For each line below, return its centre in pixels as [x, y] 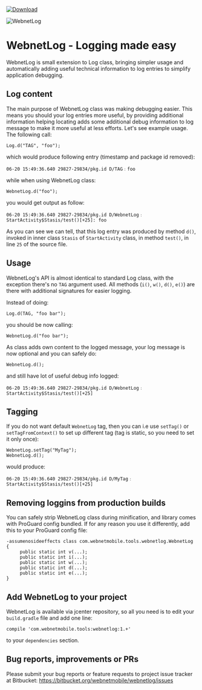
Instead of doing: [28, 302]
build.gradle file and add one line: [49, 618]
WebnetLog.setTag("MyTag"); [42, 450]
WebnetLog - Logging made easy [91, 46]
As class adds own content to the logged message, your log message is [96, 347]
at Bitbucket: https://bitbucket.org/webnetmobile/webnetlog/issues [90, 680]
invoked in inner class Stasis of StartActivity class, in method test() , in [98, 238]
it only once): [23, 439]
